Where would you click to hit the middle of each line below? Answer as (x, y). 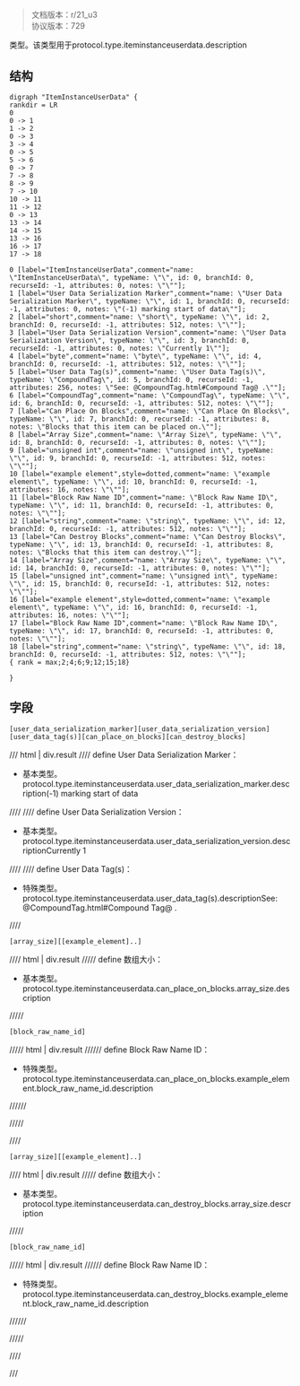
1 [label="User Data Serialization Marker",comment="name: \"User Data (146, 293)
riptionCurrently (51, 850)
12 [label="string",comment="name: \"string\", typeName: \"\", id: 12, (148, 521)
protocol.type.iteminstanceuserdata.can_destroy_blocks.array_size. (146, 1203)
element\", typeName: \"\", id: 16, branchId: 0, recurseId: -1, (133, 607)
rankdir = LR (34, 105)
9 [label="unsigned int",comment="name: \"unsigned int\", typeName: (142, 450)
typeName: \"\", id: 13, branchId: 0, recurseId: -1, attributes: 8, (142, 545)
